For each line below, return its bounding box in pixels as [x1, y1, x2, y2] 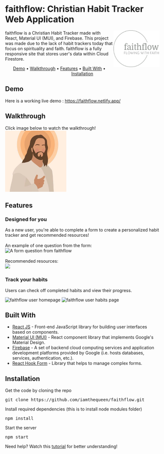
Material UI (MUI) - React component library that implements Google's [12, 334, 154, 340]
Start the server [5, 425, 37, 431]
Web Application [5, 14, 74, 25]
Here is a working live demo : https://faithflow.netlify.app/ [5, 98, 121, 104]
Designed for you [5, 216, 47, 223]
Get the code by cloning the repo [5, 387, 72, 393]
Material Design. [12, 340, 46, 345]
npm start [5, 434, 28, 440]
